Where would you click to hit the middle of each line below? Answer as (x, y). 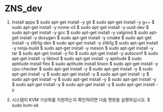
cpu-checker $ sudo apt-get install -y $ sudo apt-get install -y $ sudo (82, 68)
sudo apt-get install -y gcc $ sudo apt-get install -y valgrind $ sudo (80, 32)
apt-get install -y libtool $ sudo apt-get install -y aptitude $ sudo (77, 58)
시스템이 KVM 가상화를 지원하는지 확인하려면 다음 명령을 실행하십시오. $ (81, 100)
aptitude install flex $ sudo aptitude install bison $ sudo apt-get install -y (85, 64)
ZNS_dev (24, 9)
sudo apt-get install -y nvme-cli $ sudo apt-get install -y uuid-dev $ (80, 27)
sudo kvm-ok (25, 105)
